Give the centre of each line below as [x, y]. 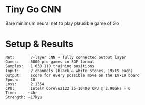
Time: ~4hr [21, 93]
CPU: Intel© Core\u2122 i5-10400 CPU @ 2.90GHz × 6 [68, 88]
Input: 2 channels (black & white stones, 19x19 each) [69, 71]
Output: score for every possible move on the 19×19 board [72, 75]
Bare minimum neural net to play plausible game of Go [62, 23]
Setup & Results [39, 44]
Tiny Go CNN [33, 9]
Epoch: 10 [20, 80]
